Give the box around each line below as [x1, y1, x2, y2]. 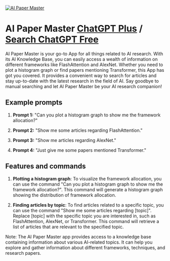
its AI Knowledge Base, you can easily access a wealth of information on [5, 56, 158, 62]
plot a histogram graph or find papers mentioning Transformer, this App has [5, 67, 164, 73]
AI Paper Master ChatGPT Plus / [5, 23, 143, 34]
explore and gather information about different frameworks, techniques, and [5, 244, 165, 251]
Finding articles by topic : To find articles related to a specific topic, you [12, 202, 164, 208]
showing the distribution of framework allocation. [12, 192, 116, 198]
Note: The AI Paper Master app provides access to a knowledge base [5, 233, 152, 239]
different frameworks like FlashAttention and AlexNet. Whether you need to [5, 62, 163, 68]
